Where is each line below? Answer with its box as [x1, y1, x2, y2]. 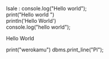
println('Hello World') [6, 18, 57, 24]
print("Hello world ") [6, 11, 55, 18]
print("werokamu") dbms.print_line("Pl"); [6, 46, 104, 53]
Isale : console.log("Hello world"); [6, 5, 87, 12]
